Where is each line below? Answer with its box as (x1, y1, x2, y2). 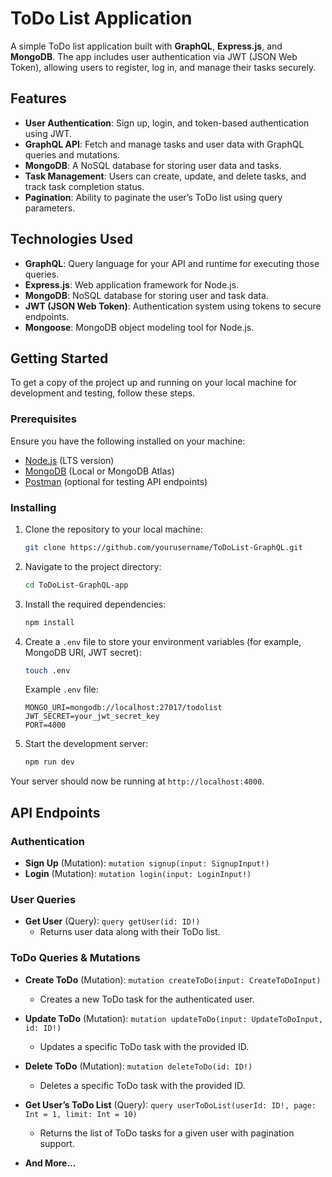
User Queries (10, 892, 77, 906)
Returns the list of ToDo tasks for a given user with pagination (39, 1127, 295, 1139)
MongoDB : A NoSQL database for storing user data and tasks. (24, 159, 282, 171)
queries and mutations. (24, 148, 120, 161)
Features (10, 90, 67, 107)
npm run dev (24, 757, 75, 767)
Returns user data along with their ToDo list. (39, 926, 221, 938)
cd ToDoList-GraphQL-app (24, 580, 129, 590)
